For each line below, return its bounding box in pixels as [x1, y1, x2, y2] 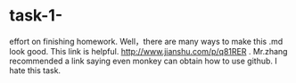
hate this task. [9, 64, 61, 76]
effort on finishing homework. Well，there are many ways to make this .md [9, 36, 284, 46]
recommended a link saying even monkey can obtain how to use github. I [9, 55, 278, 66]
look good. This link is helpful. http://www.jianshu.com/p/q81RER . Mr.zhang [9, 46, 288, 56]
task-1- [9, 5, 63, 26]
